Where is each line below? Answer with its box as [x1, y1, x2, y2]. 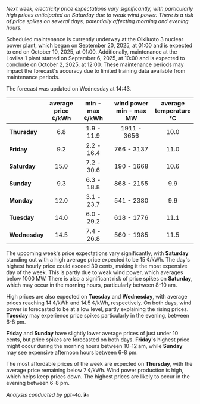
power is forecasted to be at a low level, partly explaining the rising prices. [6, 306, 189, 312]
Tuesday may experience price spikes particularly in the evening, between [6, 312, 189, 319]
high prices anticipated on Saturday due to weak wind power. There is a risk [6, 11, 194, 18]
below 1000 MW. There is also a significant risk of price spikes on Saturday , [6, 275, 193, 282]
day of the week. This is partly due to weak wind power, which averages [6, 269, 183, 276]
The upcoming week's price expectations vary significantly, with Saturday [6, 250, 189, 257]
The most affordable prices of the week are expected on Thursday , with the [6, 361, 193, 367]
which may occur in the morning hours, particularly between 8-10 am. [6, 281, 177, 288]
